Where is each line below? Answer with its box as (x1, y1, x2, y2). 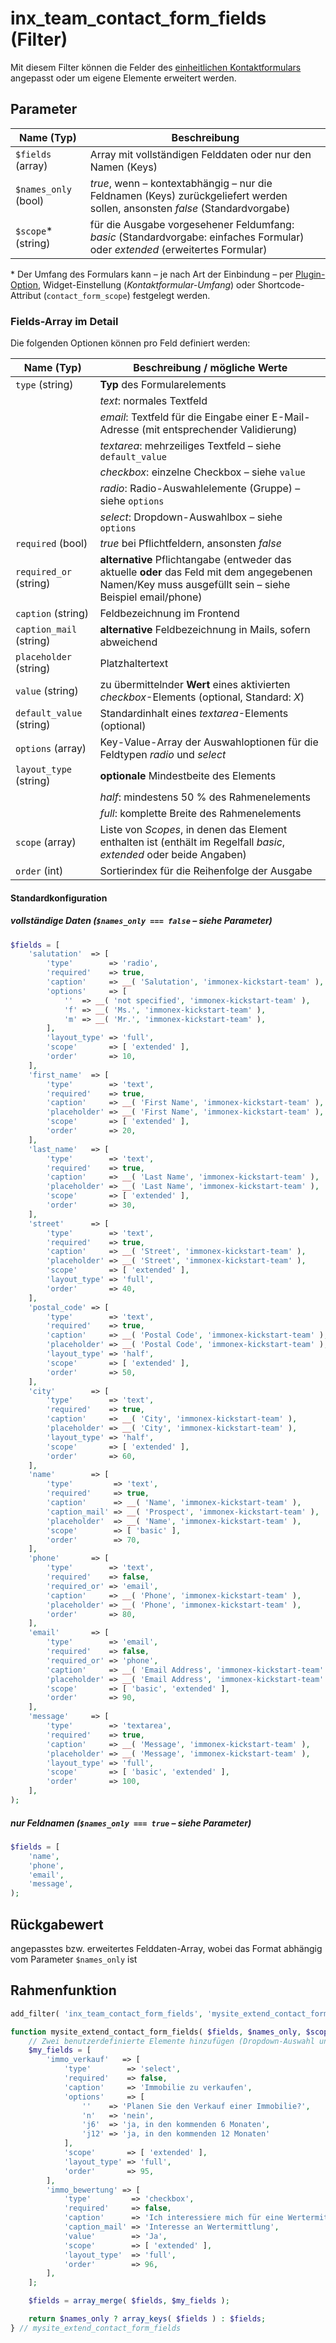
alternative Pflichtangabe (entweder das (99, 553, 292, 567)
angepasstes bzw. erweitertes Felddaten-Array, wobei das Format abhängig (10, 1943, 323, 1955)
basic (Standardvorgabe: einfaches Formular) (89, 230, 305, 244)
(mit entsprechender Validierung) (141, 423, 298, 437)
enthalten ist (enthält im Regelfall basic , (99, 835, 286, 849)
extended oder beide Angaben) (99, 848, 247, 862)
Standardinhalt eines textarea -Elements (99, 707, 289, 721)
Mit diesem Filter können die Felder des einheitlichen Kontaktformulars (10, 61, 302, 73)
